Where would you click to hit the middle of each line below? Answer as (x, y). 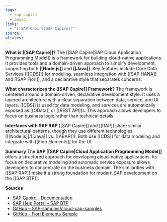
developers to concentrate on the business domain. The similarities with (80, 168)
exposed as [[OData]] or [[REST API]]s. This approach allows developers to (83, 110)
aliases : (14, 38)
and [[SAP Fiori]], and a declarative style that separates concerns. (74, 79)
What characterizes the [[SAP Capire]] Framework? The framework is (79, 89)
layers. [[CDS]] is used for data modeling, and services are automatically (80, 105)
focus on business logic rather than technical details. (60, 116)
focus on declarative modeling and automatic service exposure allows (78, 162)
